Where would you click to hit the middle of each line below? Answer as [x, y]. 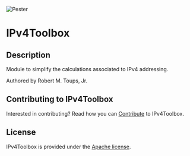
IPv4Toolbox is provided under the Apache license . [69, 147]
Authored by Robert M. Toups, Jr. [47, 81]
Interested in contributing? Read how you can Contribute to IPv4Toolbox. [95, 113]
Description [28, 55]
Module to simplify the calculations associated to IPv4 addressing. [87, 69]
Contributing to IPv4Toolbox [60, 99]
